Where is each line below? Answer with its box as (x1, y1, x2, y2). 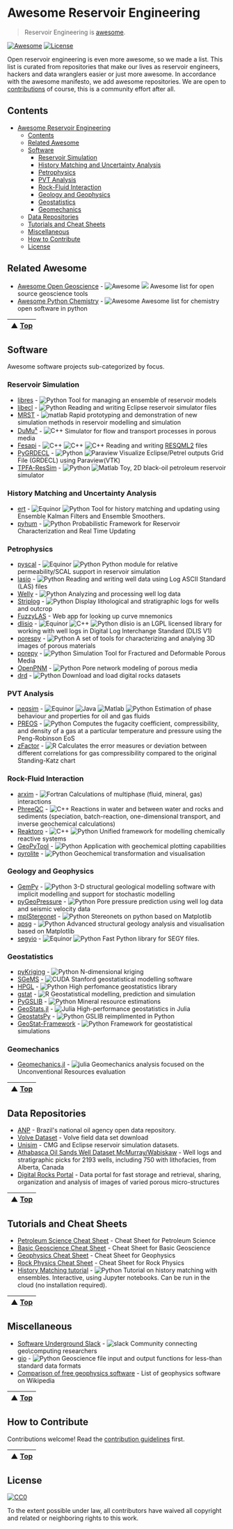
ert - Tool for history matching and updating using (17, 504, 220, 512)
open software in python (17, 304, 88, 312)
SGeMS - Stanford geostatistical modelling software (17, 975, 193, 984)
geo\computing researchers (17, 1346, 97, 1355)
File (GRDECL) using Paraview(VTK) (17, 456, 120, 465)
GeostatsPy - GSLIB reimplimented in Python (17, 1012, 175, 1021)
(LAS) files (17, 582, 48, 591)
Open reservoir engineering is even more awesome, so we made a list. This (7, 54, 223, 64)
